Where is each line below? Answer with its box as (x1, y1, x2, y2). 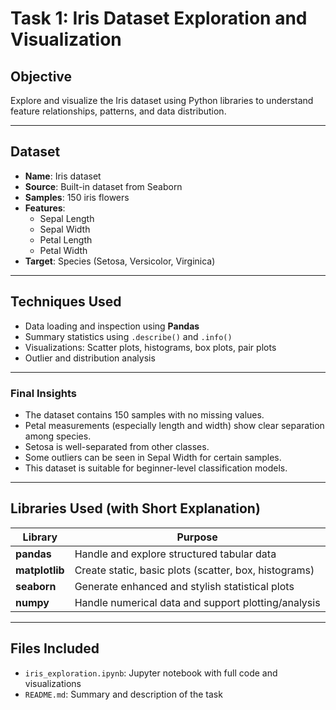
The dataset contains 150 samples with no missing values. (24, 408, 265, 421)
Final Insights (10, 386, 77, 400)
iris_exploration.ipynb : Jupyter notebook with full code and (24, 667, 278, 679)
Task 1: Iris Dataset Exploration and (10, 7, 308, 30)
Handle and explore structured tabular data (74, 547, 277, 561)
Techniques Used (10, 293, 122, 311)
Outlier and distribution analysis (24, 352, 156, 364)
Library (22, 530, 58, 544)
